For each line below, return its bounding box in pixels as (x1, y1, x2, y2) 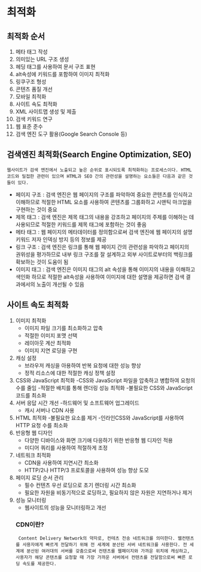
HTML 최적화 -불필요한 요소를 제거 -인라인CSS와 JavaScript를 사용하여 (15, 414, 184, 421)
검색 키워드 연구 (15, 115, 53, 123)
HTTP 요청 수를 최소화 (15, 421, 68, 428)
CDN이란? (15, 520, 44, 528)
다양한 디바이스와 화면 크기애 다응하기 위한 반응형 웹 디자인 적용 (24, 436, 173, 443)
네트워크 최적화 (15, 451, 51, 458)
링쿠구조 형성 (15, 78, 47, 85)
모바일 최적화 (15, 93, 47, 100)
